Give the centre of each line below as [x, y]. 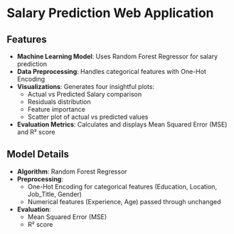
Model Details [38, 154]
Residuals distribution [59, 102]
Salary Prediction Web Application [110, 13]
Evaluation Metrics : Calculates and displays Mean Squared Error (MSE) [122, 124]
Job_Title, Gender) [55, 194]
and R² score [36, 132]
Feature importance [57, 109]
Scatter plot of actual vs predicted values [88, 117]
